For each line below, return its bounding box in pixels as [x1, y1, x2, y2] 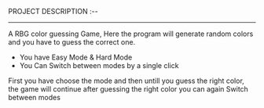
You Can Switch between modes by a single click [19, 61, 179, 70]
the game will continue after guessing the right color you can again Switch [8, 85, 249, 93]
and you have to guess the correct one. [8, 38, 136, 46]
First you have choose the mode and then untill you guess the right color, [8, 76, 245, 85]
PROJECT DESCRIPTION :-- [8, 7, 98, 16]
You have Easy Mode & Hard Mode [19, 52, 133, 62]
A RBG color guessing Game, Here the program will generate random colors [8, 29, 254, 38]
